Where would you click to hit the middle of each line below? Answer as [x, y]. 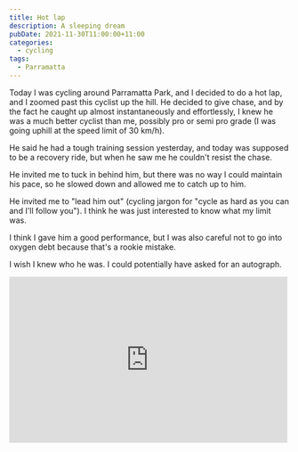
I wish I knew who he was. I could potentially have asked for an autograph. [145, 264]
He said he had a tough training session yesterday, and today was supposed [149, 147]
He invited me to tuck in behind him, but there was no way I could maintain [146, 174]
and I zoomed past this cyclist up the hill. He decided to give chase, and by [146, 102]
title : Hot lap [37, 17]
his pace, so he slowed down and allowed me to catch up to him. [128, 184]
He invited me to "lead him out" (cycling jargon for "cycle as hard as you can [149, 201]
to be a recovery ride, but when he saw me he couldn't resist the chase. [141, 157]
